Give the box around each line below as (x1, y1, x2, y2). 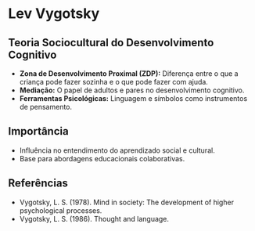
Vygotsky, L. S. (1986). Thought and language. (19, 214, 170, 223)
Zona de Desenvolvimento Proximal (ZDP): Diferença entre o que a (19, 69, 239, 78)
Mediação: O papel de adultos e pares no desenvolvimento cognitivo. (19, 85, 245, 95)
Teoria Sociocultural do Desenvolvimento (8, 36, 214, 49)
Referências (8, 177, 69, 190)
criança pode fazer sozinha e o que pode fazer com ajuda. (19, 78, 209, 86)
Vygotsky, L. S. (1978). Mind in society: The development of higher (19, 197, 235, 207)
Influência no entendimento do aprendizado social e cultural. (19, 146, 215, 155)
